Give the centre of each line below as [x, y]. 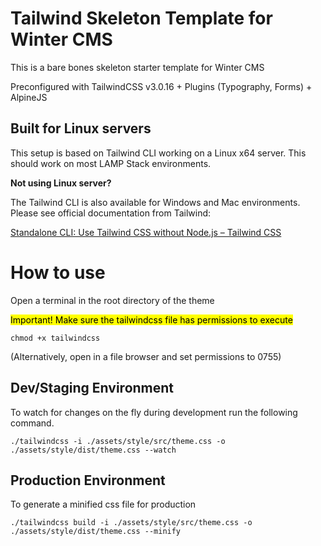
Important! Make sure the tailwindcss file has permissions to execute [151, 319]
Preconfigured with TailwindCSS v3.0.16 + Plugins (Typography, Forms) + [161, 86]
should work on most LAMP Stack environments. [111, 163]
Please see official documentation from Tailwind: [111, 213]
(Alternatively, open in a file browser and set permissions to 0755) [146, 356]
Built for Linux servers [81, 128]
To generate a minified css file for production [103, 504]
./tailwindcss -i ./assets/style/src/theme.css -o [118, 441]
